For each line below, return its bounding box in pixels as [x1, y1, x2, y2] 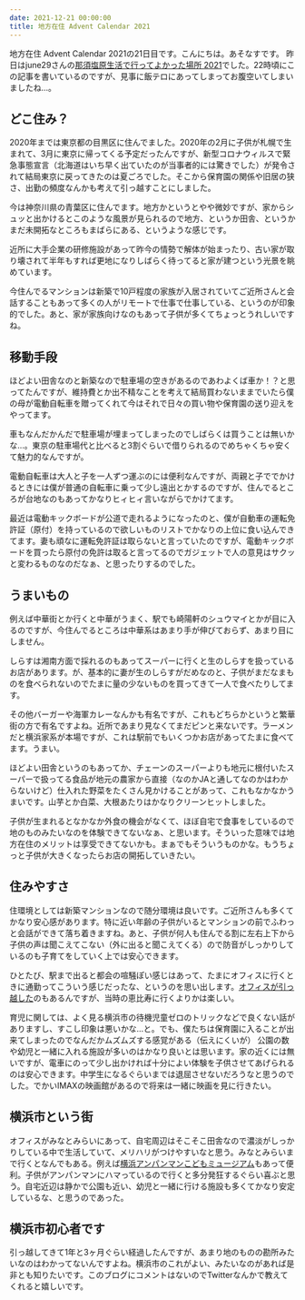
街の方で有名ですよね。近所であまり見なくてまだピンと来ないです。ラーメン [9, 720, 294, 731]
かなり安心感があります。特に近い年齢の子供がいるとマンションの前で [9, 916, 271, 927]
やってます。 [9, 409, 56, 420]
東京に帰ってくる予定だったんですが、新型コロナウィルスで [61, 148, 283, 159]
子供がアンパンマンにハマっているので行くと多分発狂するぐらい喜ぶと [25, 1169, 288, 1180]
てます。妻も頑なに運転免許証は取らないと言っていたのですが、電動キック [9, 536, 286, 547]
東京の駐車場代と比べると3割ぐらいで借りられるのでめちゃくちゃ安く [32, 440, 292, 451]
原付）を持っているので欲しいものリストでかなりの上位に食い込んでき [33, 524, 295, 535]
